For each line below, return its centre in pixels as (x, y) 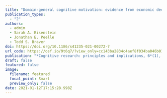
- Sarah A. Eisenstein (33, 33)
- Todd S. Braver (28, 42)
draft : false (19, 60)
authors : (14, 24)
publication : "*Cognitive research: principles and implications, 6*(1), (83, 56)
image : (12, 70)
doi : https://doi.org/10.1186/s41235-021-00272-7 (58, 47)
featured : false (22, 65)
